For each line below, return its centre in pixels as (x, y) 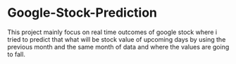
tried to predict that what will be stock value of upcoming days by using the (117, 39)
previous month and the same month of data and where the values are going (118, 47)
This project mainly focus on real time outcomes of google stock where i (112, 32)
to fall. (17, 54)
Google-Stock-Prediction (82, 13)
